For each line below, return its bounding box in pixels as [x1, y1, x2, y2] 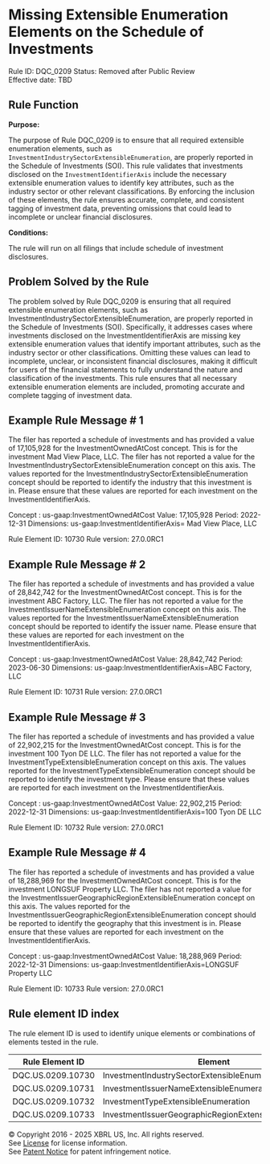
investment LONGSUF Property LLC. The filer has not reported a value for [8, 884, 252, 894]
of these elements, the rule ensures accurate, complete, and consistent [8, 195, 244, 204]
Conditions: [8, 227, 49, 237]
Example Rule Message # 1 [8, 413, 144, 427]
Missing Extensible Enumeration [8, 6, 229, 24]
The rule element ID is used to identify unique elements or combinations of [8, 1028, 256, 1038]
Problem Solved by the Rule [8, 275, 149, 289]
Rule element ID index [8, 1007, 120, 1021]
